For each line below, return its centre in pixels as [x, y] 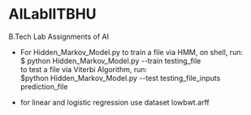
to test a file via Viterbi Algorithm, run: [84, 69]
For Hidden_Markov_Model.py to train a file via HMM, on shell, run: [132, 52]
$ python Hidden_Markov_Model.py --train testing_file [110, 61]
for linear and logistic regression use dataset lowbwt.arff [115, 102]
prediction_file [44, 87]
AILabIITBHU [52, 14]
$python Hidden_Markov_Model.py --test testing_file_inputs [120, 78]
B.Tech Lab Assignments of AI [59, 36]
